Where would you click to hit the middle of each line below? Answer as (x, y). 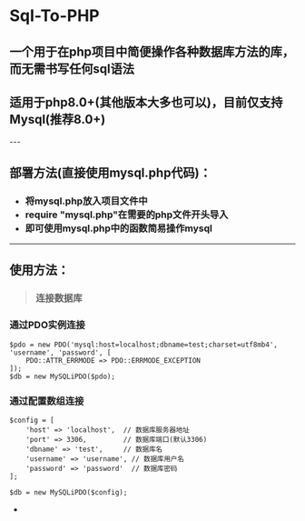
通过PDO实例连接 (48, 326)
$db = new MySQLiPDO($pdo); (63, 376)
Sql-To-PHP (54, 16)
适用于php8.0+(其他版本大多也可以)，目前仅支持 (146, 102)
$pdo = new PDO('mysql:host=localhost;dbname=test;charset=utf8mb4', (144, 345)
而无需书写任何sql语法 (72, 69)
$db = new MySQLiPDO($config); (69, 492)
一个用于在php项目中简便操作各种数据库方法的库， (152, 51)
